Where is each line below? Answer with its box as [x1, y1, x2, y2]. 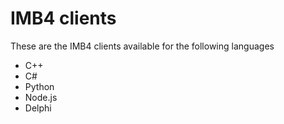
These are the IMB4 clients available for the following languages [10, 40, 275, 52]
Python [24, 80, 55, 92]
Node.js [24, 91, 58, 103]
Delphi [24, 102, 52, 114]
